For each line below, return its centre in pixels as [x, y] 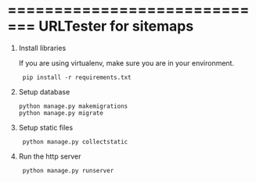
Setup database [44, 91]
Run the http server [50, 156]
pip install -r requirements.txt [77, 77]
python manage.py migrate [61, 113]
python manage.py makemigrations [73, 106]
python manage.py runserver [68, 170]
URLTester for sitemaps [116, 26]
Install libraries [42, 48]
